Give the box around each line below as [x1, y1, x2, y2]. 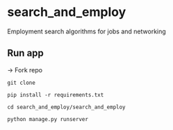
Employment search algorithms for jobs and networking [7, 27, 167, 35]
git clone [7, 79, 36, 86]
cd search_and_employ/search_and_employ [7, 104, 126, 111]
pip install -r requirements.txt [7, 91, 104, 98]
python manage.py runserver [7, 115, 89, 122]
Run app [7, 47, 44, 59]
